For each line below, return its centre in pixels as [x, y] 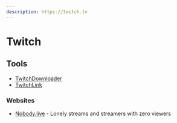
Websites [21, 100]
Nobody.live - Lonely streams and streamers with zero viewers [93, 113]
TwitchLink [28, 84]
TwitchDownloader [38, 78]
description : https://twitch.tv [47, 12]
